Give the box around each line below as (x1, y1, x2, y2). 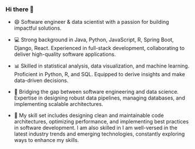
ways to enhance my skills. (13, 137, 80, 144)
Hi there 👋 (5, 5, 35, 13)
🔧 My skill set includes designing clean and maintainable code (13, 112, 165, 119)
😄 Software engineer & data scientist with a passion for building (13, 19, 169, 26)
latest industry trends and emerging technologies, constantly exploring (13, 130, 185, 137)
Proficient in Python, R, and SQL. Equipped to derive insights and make (13, 71, 186, 78)
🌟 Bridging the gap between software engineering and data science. (13, 88, 179, 95)
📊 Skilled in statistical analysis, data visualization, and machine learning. (13, 62, 190, 69)
